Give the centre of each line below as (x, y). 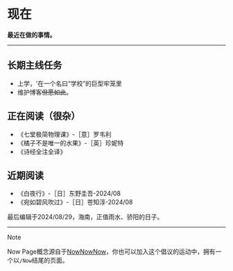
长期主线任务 (35, 66)
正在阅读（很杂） (44, 116)
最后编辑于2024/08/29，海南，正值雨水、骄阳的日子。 (85, 217)
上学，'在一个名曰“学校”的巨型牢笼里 (70, 83)
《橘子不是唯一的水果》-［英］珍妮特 (70, 142)
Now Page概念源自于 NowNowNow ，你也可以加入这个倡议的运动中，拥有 (112, 252)
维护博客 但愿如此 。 (45, 92)
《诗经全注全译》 (42, 151)
